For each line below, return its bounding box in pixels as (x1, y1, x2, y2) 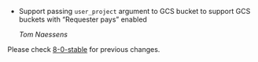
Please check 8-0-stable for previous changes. (7, 45, 160, 53)
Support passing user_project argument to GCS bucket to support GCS (18, 7, 251, 15)
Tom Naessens (18, 30, 68, 39)
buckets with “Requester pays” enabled (18, 15, 147, 24)
